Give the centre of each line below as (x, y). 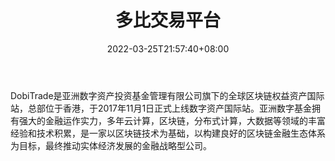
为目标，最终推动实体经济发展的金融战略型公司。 (111, 145)
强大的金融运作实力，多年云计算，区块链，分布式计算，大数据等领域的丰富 (172, 120)
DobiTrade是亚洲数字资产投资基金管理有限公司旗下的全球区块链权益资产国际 (167, 95)
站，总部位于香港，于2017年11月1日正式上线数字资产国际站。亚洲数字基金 (161, 108)
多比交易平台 (167, 20)
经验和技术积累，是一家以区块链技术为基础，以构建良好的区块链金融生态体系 (168, 133)
